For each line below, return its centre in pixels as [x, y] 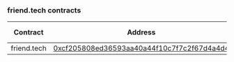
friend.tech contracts [44, 10]
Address [141, 32]
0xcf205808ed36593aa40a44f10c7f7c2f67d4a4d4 [141, 48]
